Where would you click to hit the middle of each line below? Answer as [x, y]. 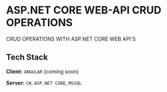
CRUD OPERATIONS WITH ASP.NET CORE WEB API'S [71, 39]
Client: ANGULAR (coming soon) [42, 71]
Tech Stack [27, 57]
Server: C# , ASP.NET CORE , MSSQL [44, 83]
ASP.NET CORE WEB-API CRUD [84, 10]
